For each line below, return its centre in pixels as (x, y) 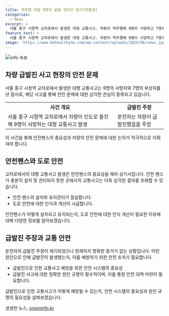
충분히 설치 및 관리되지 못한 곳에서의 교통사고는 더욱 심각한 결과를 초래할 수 (84, 180)
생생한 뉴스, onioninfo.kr (30, 308)
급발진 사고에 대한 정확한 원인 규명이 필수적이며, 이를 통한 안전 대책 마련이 (85, 274)
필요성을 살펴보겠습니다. (38, 297)
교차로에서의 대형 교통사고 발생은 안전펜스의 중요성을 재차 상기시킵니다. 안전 (80, 174)
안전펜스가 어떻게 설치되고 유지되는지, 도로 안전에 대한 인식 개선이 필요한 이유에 (83, 215)
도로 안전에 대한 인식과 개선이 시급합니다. (53, 203)
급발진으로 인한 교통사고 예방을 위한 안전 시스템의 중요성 (68, 268)
